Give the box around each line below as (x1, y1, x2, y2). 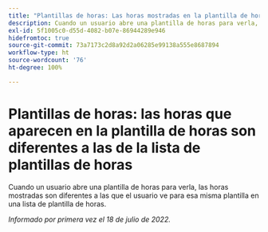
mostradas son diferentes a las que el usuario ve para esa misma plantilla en (8, 191, 259, 200)
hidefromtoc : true (8, 33, 69, 42)
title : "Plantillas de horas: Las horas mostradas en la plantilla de (8, 11, 248, 20)
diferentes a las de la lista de (8, 139, 201, 156)
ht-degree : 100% (8, 64, 62, 72)
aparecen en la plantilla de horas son (8, 121, 257, 140)
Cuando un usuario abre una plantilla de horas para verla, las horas (8, 182, 229, 191)
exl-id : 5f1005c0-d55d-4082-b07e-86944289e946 (8, 26, 166, 34)
